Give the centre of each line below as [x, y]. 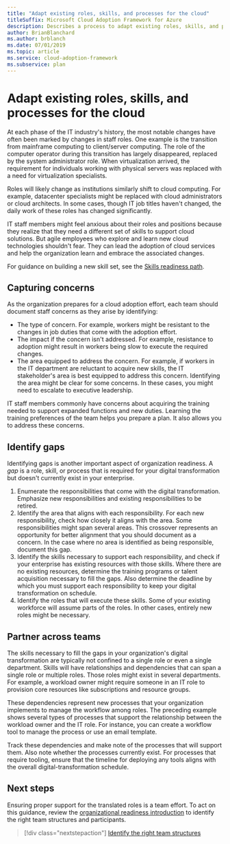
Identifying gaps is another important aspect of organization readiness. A [110, 464]
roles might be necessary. [53, 615]
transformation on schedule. [57, 593]
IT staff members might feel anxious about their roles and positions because [115, 224]
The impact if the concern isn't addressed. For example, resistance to [115, 339]
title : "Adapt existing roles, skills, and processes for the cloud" [108, 13]
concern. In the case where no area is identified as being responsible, [115, 543]
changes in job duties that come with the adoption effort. [97, 332]
